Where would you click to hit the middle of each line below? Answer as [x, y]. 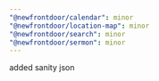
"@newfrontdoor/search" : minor [67, 34]
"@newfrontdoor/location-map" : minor [79, 26]
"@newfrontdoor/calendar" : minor [71, 17]
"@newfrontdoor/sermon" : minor [67, 42]
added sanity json [42, 68]
